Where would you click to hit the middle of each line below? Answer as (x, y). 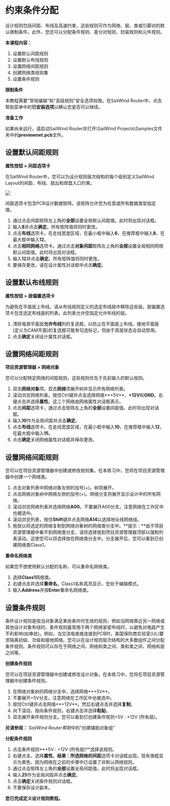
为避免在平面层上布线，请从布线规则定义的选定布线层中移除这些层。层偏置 (83, 306)
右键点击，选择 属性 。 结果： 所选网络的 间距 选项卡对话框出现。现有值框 (86, 756)
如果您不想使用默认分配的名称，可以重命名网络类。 (58, 567)
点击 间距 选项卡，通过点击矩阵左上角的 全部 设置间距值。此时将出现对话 (86, 408)
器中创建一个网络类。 (27, 477)
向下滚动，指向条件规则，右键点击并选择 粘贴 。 (61, 711)
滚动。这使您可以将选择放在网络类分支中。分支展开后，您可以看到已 (88, 539)
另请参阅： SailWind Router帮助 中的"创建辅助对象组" (60, 728)
